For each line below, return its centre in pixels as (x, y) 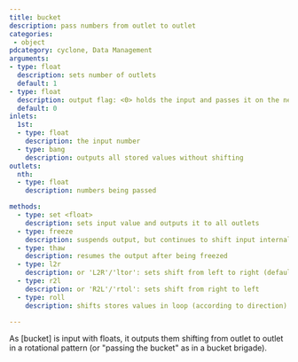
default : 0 (37, 108)
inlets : (24, 116)
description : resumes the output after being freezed (126, 256)
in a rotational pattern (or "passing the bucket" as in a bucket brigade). (138, 348)
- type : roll (41, 297)
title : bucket (35, 17)
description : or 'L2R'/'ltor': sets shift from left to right (142, 273)
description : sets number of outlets (87, 75)
